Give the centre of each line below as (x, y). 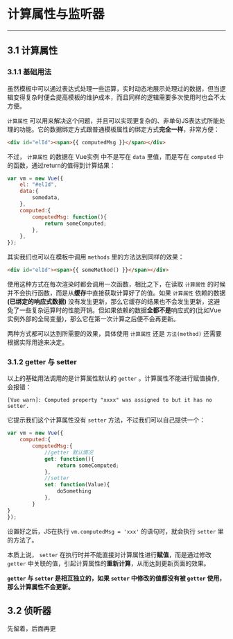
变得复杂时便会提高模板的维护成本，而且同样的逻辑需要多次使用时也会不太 (119, 97)
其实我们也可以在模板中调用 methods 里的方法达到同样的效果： (96, 257)
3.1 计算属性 (33, 50)
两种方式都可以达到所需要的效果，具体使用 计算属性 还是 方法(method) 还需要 (114, 333)
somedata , (46, 198)
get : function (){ (69, 459)
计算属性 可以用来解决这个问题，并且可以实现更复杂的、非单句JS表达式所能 (113, 120)
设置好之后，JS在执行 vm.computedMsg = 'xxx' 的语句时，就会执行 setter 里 (115, 531)
